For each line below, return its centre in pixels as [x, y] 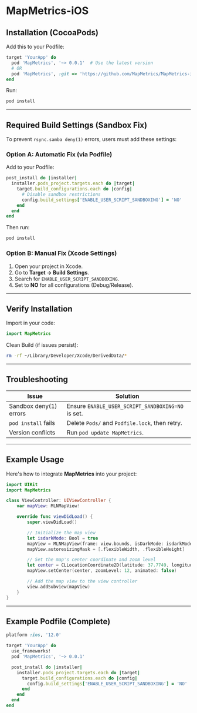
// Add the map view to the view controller [82, 581]
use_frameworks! [31, 651]
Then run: [18, 227]
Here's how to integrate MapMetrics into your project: [72, 474]
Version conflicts [32, 432]
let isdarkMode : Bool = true [63, 538]
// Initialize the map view [61, 533]
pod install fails [32, 423]
